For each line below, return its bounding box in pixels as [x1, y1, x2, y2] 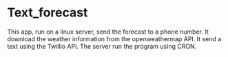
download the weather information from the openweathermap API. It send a [7, 34, 222, 43]
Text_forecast [7, 5, 88, 21]
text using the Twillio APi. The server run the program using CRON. [7, 42, 197, 50]
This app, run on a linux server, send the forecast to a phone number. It [7, 27, 209, 36]
